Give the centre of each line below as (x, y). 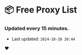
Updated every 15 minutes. (37, 29)
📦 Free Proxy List (41, 10)
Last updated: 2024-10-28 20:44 (43, 39)
